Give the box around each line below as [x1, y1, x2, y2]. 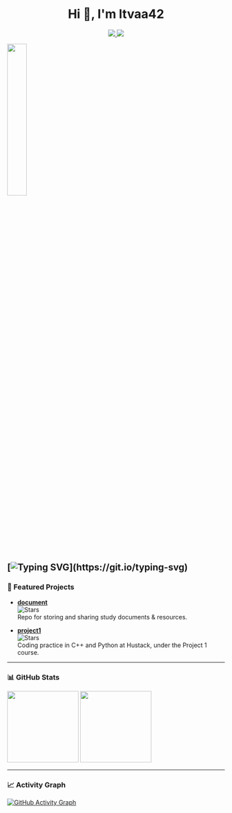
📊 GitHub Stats [7, 672, 60, 682]
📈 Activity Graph [7, 780, 66, 789]
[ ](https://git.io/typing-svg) [7, 561, 188, 573]
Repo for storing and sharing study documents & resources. [17, 613, 188, 621]
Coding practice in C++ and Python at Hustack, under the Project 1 [17, 641, 207, 649]
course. [17, 648, 39, 656]
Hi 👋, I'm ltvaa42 [68, 6, 164, 22]
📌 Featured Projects [7, 582, 75, 592]
